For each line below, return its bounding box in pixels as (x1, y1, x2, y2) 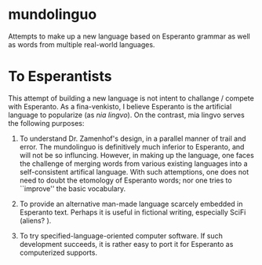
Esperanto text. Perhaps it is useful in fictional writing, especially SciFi (19, 207, 246, 217)
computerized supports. (19, 248, 98, 257)
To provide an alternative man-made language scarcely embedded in (19, 199, 243, 208)
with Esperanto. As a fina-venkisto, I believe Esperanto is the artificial (8, 101, 232, 111)
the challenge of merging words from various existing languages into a (19, 159, 249, 168)
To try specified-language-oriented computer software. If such (19, 230, 224, 241)
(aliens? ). (19, 215, 52, 225)
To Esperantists (8, 68, 112, 86)
